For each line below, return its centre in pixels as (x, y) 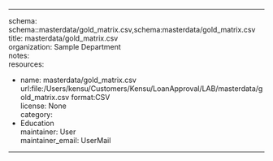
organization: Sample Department (65, 47)
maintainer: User (48, 132)
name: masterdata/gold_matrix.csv (78, 80)
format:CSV (91, 97)
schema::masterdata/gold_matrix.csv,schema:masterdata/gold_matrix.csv (132, 30)
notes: (19, 55)
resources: (26, 64)
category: (36, 114)
